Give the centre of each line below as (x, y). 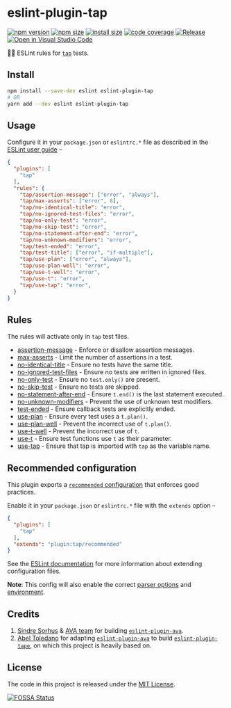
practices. (22, 492)
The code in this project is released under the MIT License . (91, 684)
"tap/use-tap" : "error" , (55, 285)
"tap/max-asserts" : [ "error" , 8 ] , (69, 201)
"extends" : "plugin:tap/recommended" (68, 544)
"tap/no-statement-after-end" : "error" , (79, 233)
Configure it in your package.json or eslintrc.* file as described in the (108, 142)
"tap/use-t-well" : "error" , (60, 273)
